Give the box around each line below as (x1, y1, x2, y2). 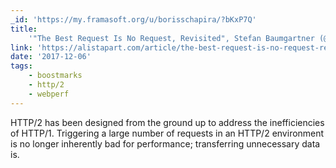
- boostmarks (28, 71, 83, 81)
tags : (10, 61, 33, 71)
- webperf (28, 89, 70, 99)
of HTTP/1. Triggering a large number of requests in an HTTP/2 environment (10, 127, 325, 139)
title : (10, 24, 38, 34)
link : (10, 42, 33, 53)
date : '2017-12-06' (10, 52, 92, 62)
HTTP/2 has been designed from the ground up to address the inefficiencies (10, 116, 325, 128)
